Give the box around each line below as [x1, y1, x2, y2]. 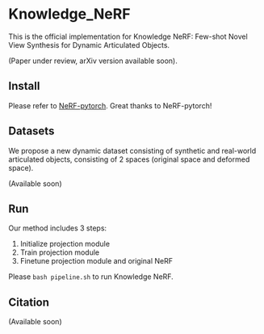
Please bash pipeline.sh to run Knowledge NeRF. [8, 272, 174, 281]
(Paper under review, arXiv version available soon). [8, 56, 178, 66]
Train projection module [19, 247, 99, 257]
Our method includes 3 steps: [8, 223, 107, 233]
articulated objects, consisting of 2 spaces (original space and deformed [8, 154, 250, 164]
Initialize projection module [19, 239, 111, 249]
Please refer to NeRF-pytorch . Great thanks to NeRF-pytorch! [8, 100, 212, 110]
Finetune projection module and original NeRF [19, 256, 174, 266]
